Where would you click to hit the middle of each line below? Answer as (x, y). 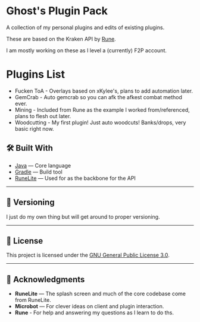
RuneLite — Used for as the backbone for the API (75, 178)
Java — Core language (43, 165)
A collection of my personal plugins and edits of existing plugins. (85, 27)
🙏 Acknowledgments (46, 280)
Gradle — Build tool (38, 172)
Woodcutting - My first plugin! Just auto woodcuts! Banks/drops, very (100, 122)
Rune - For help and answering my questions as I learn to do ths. (94, 312)
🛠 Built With (30, 148)
